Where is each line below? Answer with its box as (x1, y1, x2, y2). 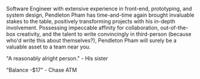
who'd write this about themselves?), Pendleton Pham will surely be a (6, 37, 177, 44)
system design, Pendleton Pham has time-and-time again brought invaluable (6, 11, 195, 19)
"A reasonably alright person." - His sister (6, 55, 109, 62)
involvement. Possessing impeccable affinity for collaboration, (6, 24, 159, 31)
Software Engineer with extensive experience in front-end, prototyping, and (6, 5, 192, 12)
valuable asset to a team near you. (6, 43, 91, 50)
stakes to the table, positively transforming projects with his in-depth (6, 18, 176, 25)
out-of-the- (160, 24, 189, 31)
